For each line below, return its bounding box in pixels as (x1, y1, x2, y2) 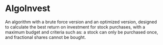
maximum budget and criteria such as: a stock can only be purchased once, (5, 29, 158, 35)
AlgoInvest (5, 3, 50, 14)
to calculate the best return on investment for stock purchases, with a (5, 24, 145, 30)
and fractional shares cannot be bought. (5, 34, 86, 40)
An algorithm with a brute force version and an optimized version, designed (5, 19, 157, 25)
